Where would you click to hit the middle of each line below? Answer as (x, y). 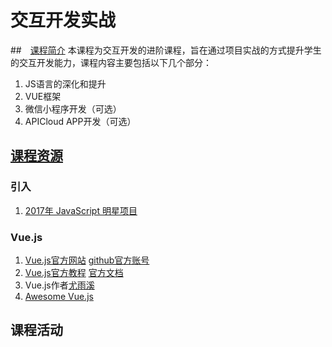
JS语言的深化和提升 (65, 83)
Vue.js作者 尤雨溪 (59, 285)
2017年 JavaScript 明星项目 (81, 210)
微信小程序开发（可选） (73, 108)
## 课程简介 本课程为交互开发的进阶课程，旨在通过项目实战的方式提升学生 (166, 50)
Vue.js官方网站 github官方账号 (87, 260)
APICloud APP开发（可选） (80, 121)
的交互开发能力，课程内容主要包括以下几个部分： (111, 62)
